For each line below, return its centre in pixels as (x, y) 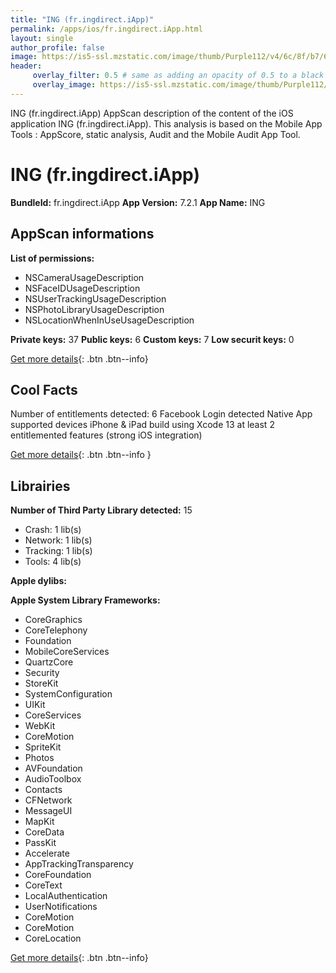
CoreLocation (53, 938)
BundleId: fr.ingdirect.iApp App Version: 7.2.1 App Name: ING (138, 202)
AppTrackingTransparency (79, 864)
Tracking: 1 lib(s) (58, 551)
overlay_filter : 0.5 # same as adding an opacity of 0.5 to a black (178, 76)
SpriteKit (43, 747)
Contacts (43, 790)
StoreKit (41, 683)
